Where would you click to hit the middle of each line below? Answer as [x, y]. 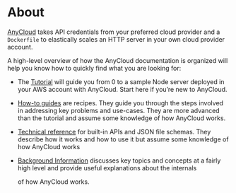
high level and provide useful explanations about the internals [107, 168]
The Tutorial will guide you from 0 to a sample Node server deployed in [121, 81]
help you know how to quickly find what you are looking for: [94, 68]
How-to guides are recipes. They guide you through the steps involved [120, 103]
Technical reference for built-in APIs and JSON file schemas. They [114, 131]
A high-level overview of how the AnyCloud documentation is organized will [118, 60]
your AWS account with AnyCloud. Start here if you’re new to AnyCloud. [122, 89]
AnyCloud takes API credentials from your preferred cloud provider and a [114, 32]
